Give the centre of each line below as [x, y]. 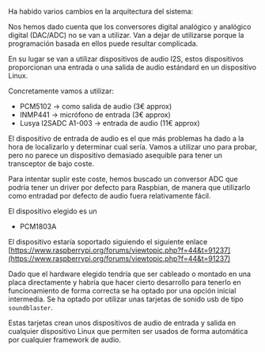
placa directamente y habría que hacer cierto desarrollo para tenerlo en [125, 282]
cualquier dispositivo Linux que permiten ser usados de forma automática [128, 331]
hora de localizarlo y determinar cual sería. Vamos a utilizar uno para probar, [133, 147]
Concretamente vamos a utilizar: [61, 91]
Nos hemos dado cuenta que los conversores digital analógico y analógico [130, 26]
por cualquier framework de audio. [64, 340]
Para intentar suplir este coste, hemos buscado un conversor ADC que [123, 179]
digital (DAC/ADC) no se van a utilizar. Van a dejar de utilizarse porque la [126, 35]
